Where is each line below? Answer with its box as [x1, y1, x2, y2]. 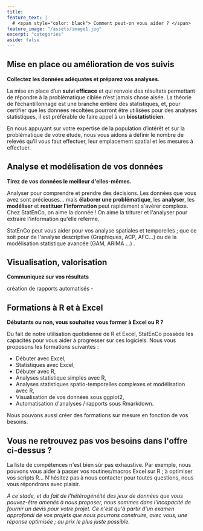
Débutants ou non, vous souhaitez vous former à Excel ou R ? [7, 318, 164, 326]
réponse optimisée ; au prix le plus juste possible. [7, 518, 130, 526]
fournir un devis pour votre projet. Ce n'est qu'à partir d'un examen [7, 505, 175, 512]
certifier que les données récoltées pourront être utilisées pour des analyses [7, 107, 198, 114]
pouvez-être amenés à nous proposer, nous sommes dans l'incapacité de [7, 499, 192, 506]
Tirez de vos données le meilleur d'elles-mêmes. [7, 177, 132, 185]
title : [7, 8, 24, 15]
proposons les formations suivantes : [7, 343, 99, 351]
